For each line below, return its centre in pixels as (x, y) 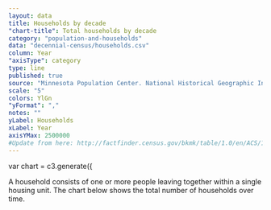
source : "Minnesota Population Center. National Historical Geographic (131, 83)
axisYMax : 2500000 (39, 135)
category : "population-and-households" (75, 38)
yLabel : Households (41, 121)
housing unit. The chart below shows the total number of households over (131, 190)
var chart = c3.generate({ (50, 166)
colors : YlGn (30, 98)
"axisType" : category (45, 61)
